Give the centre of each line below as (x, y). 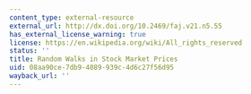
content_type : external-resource (72, 17)
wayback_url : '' (39, 76)
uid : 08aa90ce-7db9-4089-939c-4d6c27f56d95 (92, 68)
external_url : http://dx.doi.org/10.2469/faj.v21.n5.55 (116, 26)
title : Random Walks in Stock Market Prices (94, 59)
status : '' (30, 51)
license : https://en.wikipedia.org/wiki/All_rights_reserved (126, 43)
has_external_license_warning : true (78, 34)
